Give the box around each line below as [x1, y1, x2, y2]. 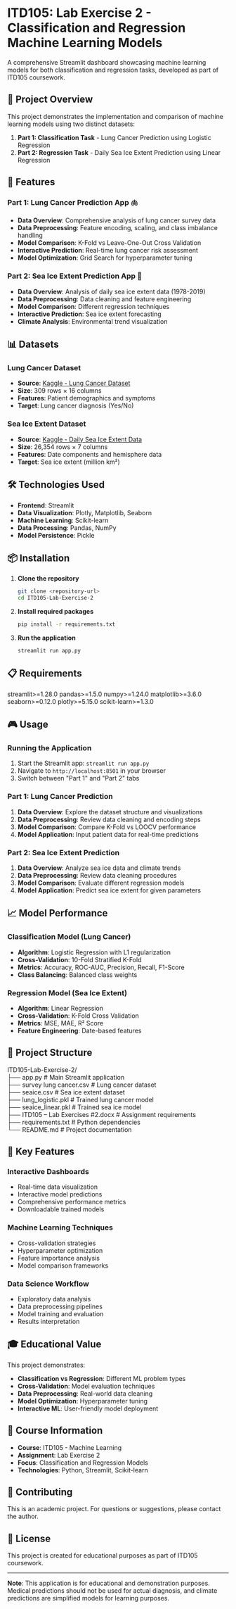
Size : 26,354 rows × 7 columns [17, 442, 108, 451]
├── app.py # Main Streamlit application [7, 1073, 125, 1081]
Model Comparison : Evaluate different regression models [17, 878, 185, 887]
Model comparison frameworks [17, 1261, 109, 1270]
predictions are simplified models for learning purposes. [7, 1594, 170, 1603]
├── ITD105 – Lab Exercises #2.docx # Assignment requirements [7, 1110, 197, 1118]
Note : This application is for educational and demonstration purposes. [7, 1579, 211, 1588]
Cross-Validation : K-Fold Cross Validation [17, 1011, 139, 1020]
